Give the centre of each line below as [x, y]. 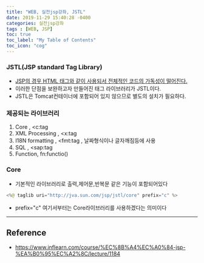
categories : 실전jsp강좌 [35, 23]
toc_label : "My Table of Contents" [51, 40]
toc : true [19, 35]
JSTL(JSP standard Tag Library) [54, 67]
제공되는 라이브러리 [33, 114]
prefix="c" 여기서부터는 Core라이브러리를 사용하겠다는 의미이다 [91, 208]
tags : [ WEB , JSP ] [29, 29]
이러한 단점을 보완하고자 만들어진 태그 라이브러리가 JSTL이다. [88, 89]
